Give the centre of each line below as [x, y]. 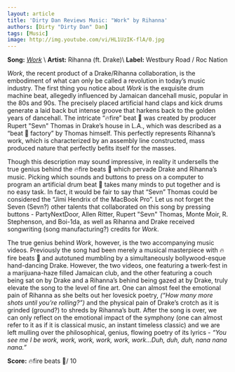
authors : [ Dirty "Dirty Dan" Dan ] [58, 27]
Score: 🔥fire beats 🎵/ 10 [42, 361]
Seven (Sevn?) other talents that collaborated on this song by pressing [109, 207]
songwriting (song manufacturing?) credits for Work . [83, 229]
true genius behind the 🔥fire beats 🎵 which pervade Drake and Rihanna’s [112, 170]
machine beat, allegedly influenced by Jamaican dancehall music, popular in [118, 96]
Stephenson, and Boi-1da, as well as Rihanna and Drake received [101, 222]
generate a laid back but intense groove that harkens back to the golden [112, 111]
